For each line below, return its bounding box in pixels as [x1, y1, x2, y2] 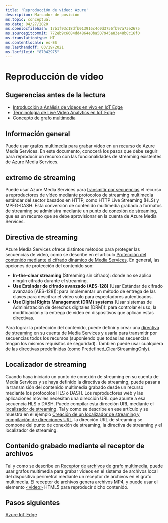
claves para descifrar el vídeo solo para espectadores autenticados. [12, 293, 153, 299]
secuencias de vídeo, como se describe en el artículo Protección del [5, 251, 147, 257]
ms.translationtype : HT [5, 36, 55, 41]
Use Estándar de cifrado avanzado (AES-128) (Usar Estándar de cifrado [12, 283, 163, 289]
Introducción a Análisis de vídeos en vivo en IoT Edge [12, 104, 123, 110]
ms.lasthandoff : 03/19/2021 [5, 45, 64, 50]
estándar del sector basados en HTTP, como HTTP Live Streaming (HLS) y [5, 197, 159, 203]
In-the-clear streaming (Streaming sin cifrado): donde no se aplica [12, 272, 152, 278]
